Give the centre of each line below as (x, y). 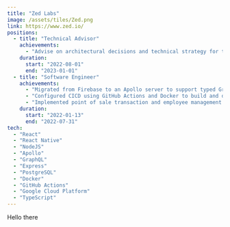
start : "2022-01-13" (54, 115)
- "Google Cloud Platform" (52, 191)
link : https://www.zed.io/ (46, 26)
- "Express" (30, 166)
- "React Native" (38, 141)
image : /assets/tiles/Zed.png (50, 20)
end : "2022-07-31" (51, 121)
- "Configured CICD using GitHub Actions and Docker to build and (122, 96)
